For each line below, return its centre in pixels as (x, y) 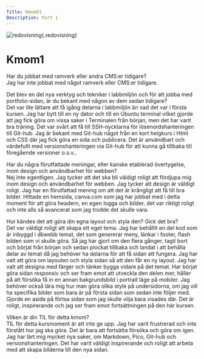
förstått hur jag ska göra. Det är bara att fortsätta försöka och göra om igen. (101, 330)
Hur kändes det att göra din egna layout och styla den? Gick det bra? (92, 221)
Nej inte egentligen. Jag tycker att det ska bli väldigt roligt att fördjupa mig (99, 178)
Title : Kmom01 (24, 12)
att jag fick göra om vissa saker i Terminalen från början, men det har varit (99, 120)
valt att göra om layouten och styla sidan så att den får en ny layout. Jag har (101, 260)
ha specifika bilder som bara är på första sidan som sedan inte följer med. (98, 293)
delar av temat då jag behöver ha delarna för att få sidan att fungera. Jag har (102, 254)
